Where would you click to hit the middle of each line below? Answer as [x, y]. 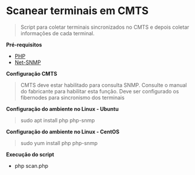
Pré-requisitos [24, 45]
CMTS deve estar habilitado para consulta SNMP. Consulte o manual [103, 85]
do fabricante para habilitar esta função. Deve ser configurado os [100, 91]
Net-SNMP [28, 62]
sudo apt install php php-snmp [58, 120]
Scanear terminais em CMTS [77, 11]
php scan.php [31, 166]
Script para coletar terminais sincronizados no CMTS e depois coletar [105, 27]
